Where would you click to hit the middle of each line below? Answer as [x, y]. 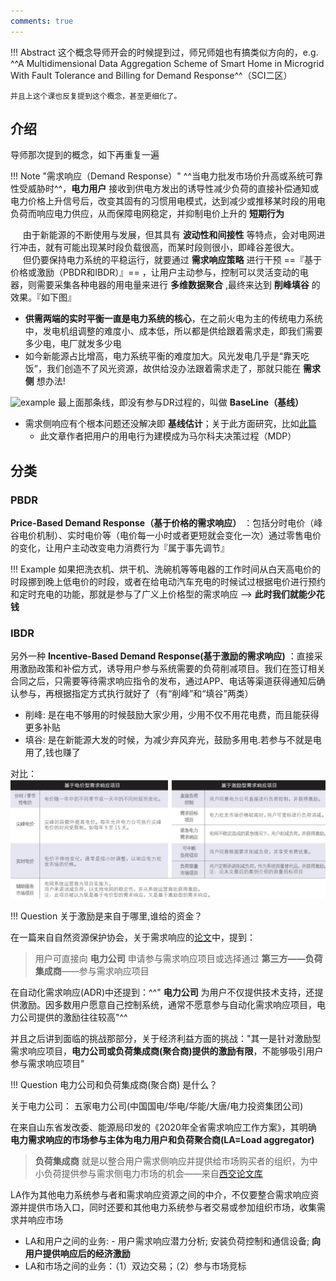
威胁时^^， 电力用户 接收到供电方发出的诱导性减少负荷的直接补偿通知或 [173, 189]
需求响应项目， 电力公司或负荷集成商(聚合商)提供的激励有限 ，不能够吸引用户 [167, 1051]
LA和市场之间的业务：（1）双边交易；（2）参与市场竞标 [135, 1266]
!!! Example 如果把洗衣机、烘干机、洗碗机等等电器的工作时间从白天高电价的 [166, 569]
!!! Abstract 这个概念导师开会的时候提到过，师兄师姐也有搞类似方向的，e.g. [164, 52]
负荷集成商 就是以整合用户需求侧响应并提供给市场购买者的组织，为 [172, 1161]
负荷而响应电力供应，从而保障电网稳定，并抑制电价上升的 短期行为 [147, 214]
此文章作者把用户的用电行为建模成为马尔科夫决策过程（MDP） [168, 436]
